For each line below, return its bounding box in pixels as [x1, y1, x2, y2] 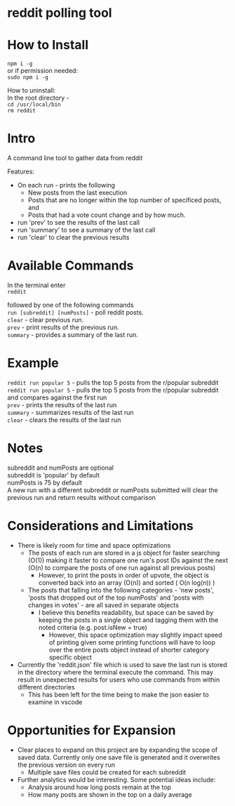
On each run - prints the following [17, 181, 116, 190]
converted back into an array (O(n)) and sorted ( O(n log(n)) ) [38, 578, 215, 587]
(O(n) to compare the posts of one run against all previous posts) [27, 563, 216, 572]
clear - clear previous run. [7, 316, 84, 324]
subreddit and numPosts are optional [7, 463, 114, 472]
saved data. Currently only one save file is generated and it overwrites [17, 753, 221, 761]
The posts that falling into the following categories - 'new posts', [27, 586, 214, 594]
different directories [17, 682, 75, 691]
